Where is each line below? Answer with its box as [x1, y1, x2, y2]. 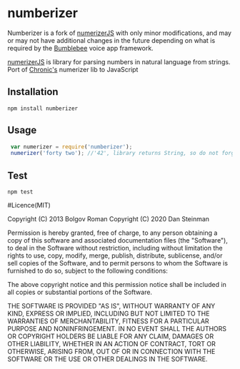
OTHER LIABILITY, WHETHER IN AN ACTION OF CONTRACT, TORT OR [7, 340, 216, 348]
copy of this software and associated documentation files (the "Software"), [7, 236, 229, 245]
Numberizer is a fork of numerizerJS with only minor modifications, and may [7, 29, 232, 37]
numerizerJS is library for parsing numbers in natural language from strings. [7, 57, 231, 66]
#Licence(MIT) [7, 201, 51, 210]
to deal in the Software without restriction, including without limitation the [7, 244, 223, 253]
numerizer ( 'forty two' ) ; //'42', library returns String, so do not [10, 150, 219, 157]
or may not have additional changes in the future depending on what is [7, 36, 216, 44]
